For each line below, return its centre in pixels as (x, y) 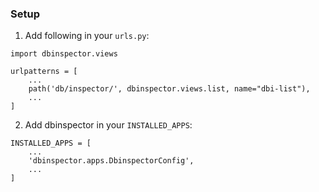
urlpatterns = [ (44, 72)
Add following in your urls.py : (87, 36)
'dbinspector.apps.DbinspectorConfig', (111, 161)
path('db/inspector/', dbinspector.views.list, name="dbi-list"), (169, 89)
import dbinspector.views (64, 54)
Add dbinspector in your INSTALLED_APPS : (108, 125)
